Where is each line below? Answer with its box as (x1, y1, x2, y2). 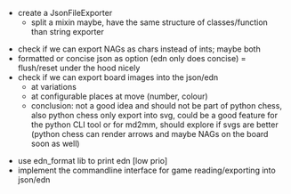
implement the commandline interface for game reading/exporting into (17, 165, 276, 175)
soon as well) (30, 138, 80, 149)
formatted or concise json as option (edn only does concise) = (17, 53, 247, 63)
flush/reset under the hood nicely (17, 62, 141, 73)
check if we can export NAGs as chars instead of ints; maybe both (17, 44, 261, 54)
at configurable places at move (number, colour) (30, 91, 208, 101)
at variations (30, 82, 77, 92)
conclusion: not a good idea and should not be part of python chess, (30, 101, 283, 110)
